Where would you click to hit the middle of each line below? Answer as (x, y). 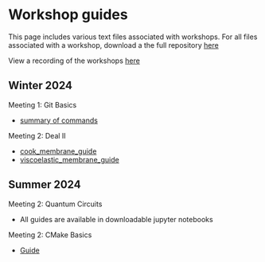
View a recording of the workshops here (74, 61)
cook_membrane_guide (58, 151)
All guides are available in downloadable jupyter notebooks (116, 219)
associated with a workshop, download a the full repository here (113, 45)
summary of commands (58, 120)
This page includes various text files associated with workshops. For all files (133, 37)
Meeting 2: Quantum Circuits (55, 204)
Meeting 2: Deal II (37, 135)
